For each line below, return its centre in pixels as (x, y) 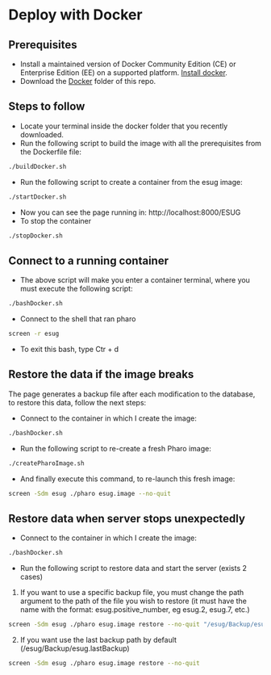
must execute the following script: (76, 289)
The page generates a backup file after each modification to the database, (132, 394)
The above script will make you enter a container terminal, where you (135, 280)
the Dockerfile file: (51, 152)
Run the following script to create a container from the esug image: (131, 182)
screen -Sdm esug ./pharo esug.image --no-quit (90, 493)
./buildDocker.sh (38, 166)
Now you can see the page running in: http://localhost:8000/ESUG (130, 212)
